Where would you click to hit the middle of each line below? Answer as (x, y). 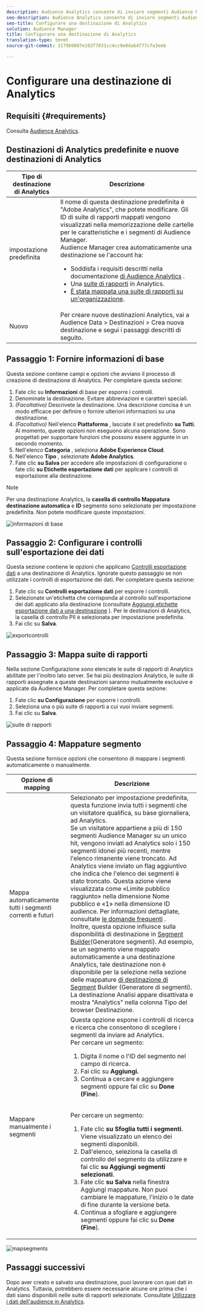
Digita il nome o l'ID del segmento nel (133, 1056)
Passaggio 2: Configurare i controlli (74, 542)
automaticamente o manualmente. (49, 765)
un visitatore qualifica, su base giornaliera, (130, 813)
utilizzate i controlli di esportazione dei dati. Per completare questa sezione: (101, 580)
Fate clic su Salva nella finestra (125, 1182)
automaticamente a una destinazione (123, 957)
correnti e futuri (31, 915)
